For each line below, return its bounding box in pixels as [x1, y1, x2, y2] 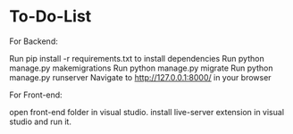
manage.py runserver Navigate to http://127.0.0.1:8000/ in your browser [9, 71, 272, 82]
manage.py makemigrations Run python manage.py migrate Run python [9, 63, 273, 73]
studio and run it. [9, 116, 71, 127]
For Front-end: [9, 89, 63, 100]
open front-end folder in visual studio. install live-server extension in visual [9, 106, 284, 117]
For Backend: [9, 36, 58, 46]
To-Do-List [9, 6, 92, 27]
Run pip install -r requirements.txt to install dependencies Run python [9, 53, 265, 63]
